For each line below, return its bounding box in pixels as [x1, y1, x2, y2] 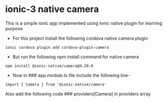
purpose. [5, 25, 24, 31]
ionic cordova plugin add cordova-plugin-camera [5, 45, 109, 50]
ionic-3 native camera [5, 4, 99, 15]
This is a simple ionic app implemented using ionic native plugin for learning [5, 20, 162, 26]
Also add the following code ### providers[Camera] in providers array [5, 90, 151, 96]
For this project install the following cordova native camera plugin [12, 35, 148, 41]
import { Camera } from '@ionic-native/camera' [5, 82, 107, 87]
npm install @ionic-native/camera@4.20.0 [5, 63, 94, 68]
